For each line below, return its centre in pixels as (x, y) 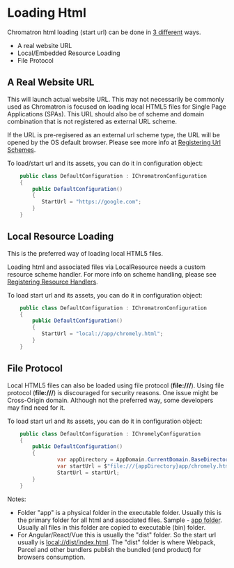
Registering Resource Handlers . (53, 282)
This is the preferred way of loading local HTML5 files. (85, 253)
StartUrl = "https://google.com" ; (91, 202)
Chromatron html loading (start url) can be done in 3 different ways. (104, 32)
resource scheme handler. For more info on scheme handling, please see (112, 274)
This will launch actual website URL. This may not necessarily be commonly (116, 99)
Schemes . (22, 149)
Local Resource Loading (61, 237)
